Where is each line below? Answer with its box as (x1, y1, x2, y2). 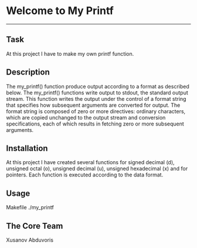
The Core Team (6, 221, 63, 231)
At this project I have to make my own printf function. (6, 50, 134, 57)
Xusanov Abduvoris (6, 236, 54, 243)
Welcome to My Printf (6, 4, 114, 18)
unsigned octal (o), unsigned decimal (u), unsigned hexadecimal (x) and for (6, 165, 188, 172)
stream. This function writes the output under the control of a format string (6, 95, 186, 102)
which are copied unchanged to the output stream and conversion (6, 114, 166, 121)
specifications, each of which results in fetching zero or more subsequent (6, 120, 185, 127)
